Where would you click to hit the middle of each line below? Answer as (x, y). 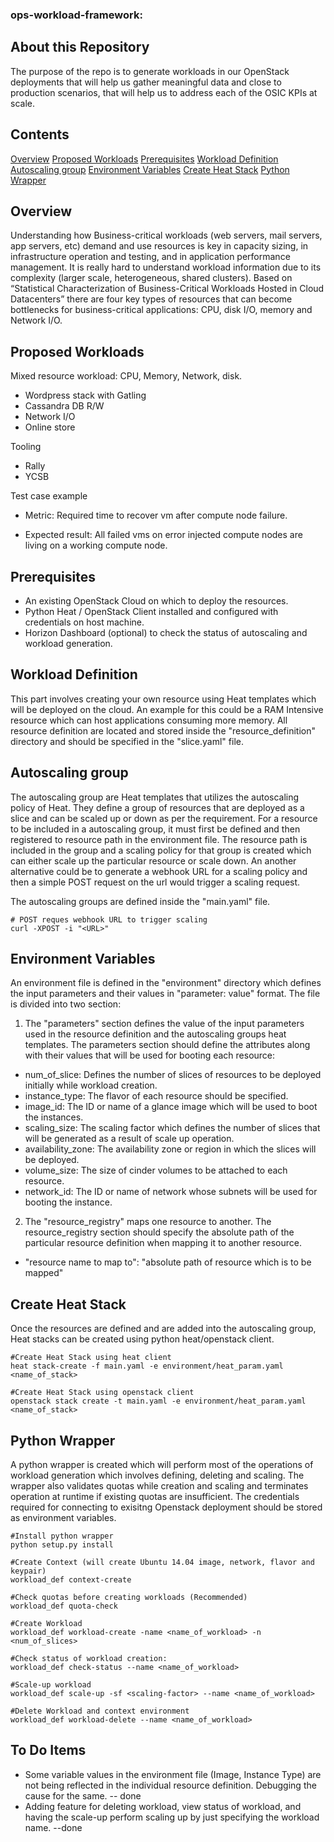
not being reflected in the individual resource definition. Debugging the (170, 1785)
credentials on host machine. (84, 622)
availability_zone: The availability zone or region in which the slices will (170, 1149)
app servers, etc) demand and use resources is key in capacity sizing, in (159, 246)
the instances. (54, 1117)
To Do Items (48, 1750)
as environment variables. (63, 1518)
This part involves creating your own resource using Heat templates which (163, 699)
